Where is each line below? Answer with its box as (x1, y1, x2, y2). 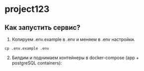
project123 (4, 3, 50, 15)
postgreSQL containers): (11, 60, 62, 66)
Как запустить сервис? (4, 23, 81, 32)
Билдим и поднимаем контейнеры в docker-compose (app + (11, 55, 139, 61)
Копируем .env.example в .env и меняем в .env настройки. (11, 36, 136, 42)
